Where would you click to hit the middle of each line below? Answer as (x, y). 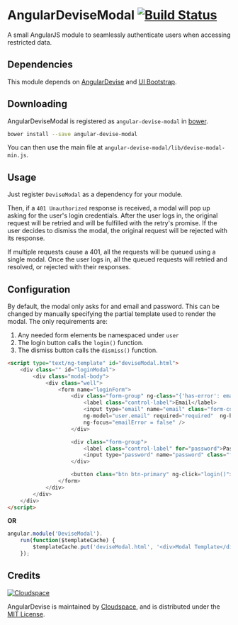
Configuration (39, 289)
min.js (17, 156)
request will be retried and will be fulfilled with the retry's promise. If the (112, 223)
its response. (26, 238)
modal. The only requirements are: (58, 322)
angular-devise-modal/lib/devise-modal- (165, 148)
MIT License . (26, 614)
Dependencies (40, 65)
